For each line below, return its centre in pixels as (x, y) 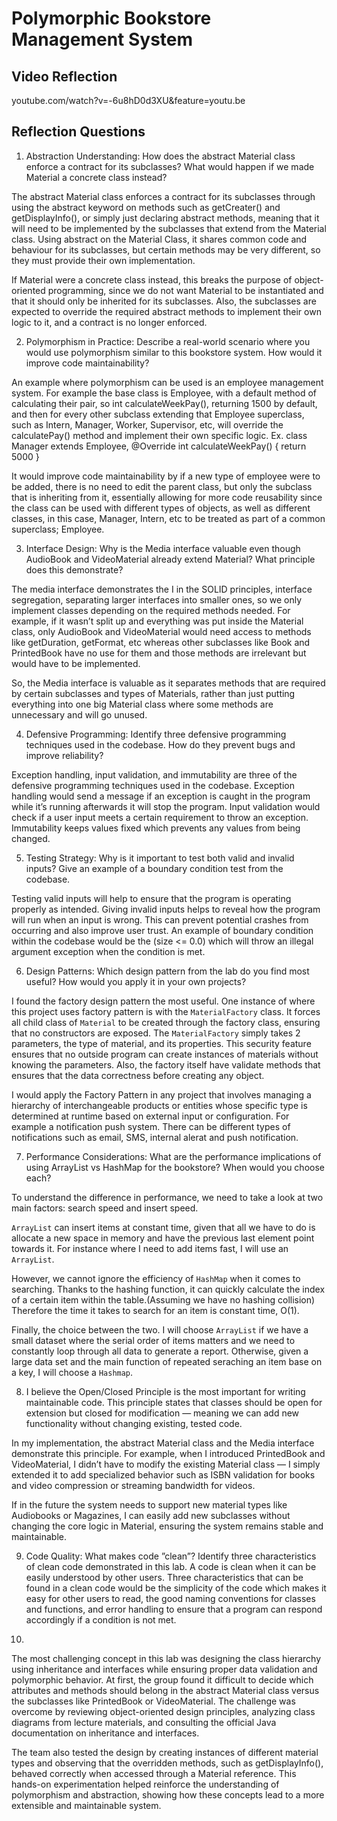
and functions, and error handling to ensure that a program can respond (174, 1609)
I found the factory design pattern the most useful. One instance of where (163, 1001)
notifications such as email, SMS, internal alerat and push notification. (155, 1137)
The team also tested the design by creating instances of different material (165, 1752)
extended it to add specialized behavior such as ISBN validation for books (163, 1474)
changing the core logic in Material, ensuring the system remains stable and (167, 1526)
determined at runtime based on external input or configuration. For (150, 1116)
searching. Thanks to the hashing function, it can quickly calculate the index (168, 1289)
